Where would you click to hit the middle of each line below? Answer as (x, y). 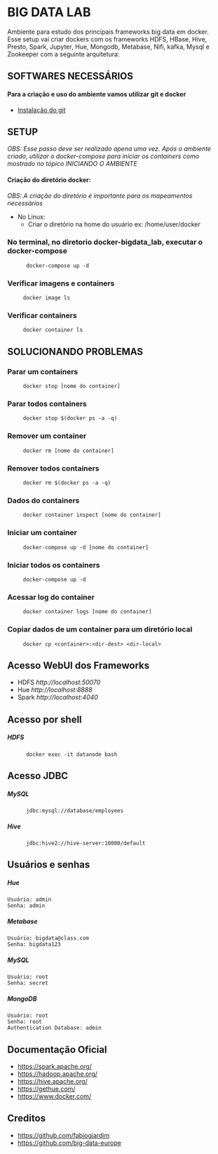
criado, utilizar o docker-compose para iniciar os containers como (103, 156)
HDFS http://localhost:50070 (59, 682)
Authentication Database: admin (54, 1028)
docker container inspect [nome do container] (92, 515)
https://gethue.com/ (46, 1089)
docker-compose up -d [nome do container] (86, 547)
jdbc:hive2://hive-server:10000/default (86, 843)
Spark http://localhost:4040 (57, 698)
